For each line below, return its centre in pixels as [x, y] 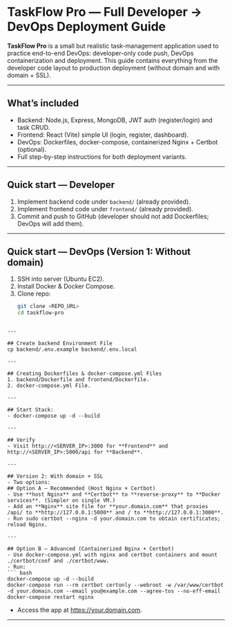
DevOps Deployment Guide [87, 27]
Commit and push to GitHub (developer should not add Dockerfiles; [113, 216]
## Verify [21, 440]
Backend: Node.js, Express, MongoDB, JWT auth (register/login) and [115, 120]
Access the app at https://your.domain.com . [80, 610]
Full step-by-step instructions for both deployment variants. [102, 157]
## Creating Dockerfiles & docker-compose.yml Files [85, 374]
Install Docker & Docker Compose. [66, 287]
